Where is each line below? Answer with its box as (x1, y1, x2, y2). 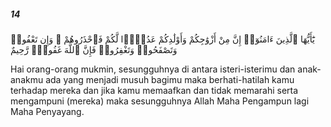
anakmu (10, 73, 44, 85)
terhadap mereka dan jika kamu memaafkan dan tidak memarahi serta (10, 84, 299, 96)
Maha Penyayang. (10, 105, 85, 117)
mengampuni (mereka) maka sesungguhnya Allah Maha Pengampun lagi (10, 95, 310, 107)
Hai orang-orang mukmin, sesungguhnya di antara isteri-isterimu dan (10, 63, 296, 75)
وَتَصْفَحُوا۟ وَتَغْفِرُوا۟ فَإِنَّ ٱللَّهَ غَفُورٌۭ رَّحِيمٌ (10, 43, 178, 55)
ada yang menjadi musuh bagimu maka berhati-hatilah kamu (45, 73, 295, 85)
